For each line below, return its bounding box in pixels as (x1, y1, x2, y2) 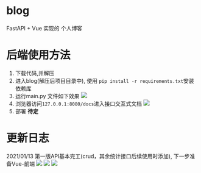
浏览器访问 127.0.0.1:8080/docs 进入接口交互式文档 (15, 100, 142, 107)
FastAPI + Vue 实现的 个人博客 (6, 24, 83, 32)
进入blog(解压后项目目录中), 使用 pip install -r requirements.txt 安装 (15, 77, 194, 84)
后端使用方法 (6, 48, 71, 62)
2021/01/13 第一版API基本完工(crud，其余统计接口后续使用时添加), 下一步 (6, 152, 190, 160)
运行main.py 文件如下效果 (15, 92, 80, 99)
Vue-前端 (11, 160, 35, 168)
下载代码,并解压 (15, 69, 55, 77)
